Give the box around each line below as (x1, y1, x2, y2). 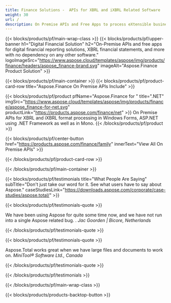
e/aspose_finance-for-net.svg (5, 104, 68, 110)
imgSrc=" (5, 99, 25, 105)
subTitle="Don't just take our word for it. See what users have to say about (5, 181, 162, 187)
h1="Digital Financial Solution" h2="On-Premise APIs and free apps (21, 41, 162, 47)
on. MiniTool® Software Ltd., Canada (5, 253, 83, 259)
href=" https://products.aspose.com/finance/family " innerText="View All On (5, 141, 163, 147)
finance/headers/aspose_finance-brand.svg (5, 63, 98, 69)
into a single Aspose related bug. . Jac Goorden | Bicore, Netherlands (5, 217, 151, 224)
